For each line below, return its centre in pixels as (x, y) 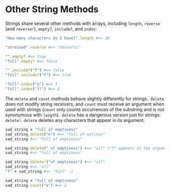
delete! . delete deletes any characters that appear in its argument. (75, 120)
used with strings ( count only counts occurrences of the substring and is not (85, 109)
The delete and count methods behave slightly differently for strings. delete (85, 99)
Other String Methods (52, 9)
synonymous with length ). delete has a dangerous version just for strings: (83, 115)
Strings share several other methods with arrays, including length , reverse (83, 23)
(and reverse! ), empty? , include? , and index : (51, 28)
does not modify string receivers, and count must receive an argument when (85, 104)
